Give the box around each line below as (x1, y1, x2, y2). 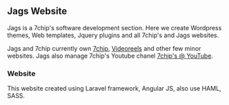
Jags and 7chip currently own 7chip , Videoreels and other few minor (7, 44, 201, 52)
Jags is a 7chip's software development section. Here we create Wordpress (7, 23, 222, 32)
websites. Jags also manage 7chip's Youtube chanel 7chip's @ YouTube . (7, 51, 214, 60)
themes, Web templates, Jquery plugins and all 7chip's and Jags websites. (7, 31, 219, 39)
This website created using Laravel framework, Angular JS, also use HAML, (7, 84, 222, 93)
